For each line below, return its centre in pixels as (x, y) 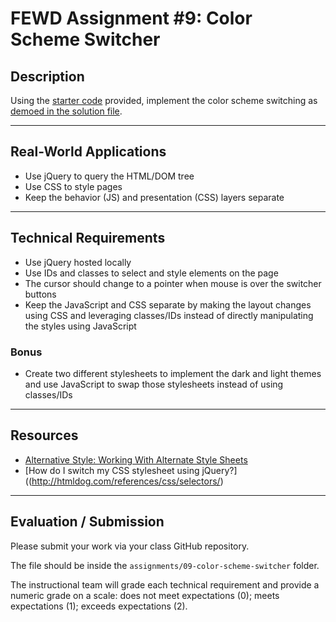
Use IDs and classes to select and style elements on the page (151, 273)
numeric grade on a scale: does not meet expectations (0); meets (145, 595)
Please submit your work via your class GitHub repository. (130, 546)
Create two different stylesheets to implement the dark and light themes (173, 373)
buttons (40, 294)
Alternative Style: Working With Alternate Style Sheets (136, 459)
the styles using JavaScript (80, 326)
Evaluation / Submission (87, 522)
